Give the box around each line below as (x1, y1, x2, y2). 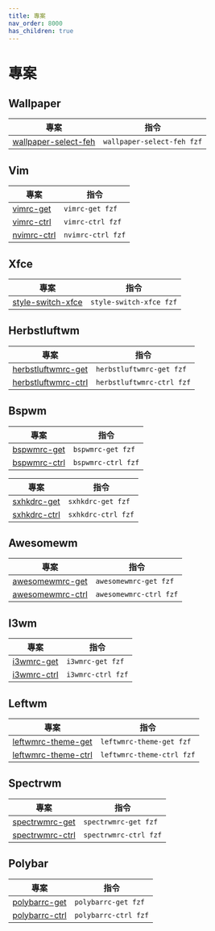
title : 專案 (8, 11, 46, 20)
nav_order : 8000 (8, 19, 63, 27)
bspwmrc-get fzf (72, 445, 135, 454)
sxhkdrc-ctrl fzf (68, 510, 134, 519)
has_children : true (8, 27, 74, 35)
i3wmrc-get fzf (66, 657, 125, 666)
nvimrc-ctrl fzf (63, 231, 126, 240)
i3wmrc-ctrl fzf (66, 670, 129, 679)
